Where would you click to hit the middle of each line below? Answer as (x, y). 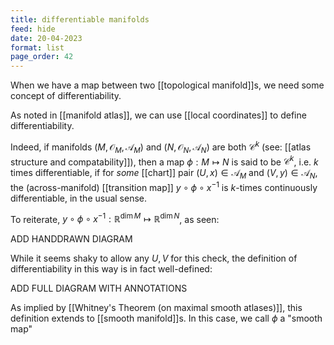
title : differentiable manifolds (80, 19)
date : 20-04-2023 (46, 38)
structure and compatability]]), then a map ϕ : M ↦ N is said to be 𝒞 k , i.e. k (164, 161)
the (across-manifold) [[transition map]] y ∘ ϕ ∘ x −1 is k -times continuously (164, 186)
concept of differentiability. (66, 96)
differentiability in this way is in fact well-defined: (111, 269)
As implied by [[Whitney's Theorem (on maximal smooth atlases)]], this (156, 308)
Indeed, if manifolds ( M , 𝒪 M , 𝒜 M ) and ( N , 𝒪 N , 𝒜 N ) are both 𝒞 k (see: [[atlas (161, 147)
